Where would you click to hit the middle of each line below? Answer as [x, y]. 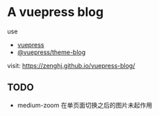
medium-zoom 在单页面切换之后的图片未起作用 [85, 105]
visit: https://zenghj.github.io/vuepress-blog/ [71, 65]
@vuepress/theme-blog [51, 52]
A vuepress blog [56, 12]
